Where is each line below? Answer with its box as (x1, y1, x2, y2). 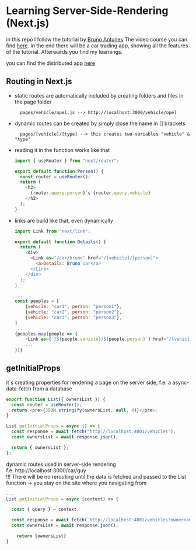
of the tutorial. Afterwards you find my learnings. (6, 48, 123, 55)
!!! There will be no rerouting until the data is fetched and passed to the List (6, 473, 187, 480)
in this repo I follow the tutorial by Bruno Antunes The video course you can (6, 36, 188, 43)
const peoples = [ (14, 298, 60, 305)
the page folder (14, 98, 52, 105)
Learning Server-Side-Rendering (6, 4, 169, 18)
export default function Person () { (14, 168, 104, 174)
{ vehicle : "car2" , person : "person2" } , (25, 309, 123, 315)
